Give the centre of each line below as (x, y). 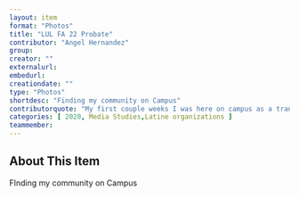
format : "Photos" (41, 26)
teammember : (31, 126)
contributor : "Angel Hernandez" (69, 42)
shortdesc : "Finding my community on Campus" (95, 100)
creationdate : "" (41, 84)
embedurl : (28, 76)
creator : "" (31, 59)
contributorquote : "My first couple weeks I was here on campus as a (141, 109)
